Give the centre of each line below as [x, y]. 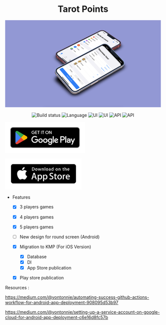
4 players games [37, 217]
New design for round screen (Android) [60, 237]
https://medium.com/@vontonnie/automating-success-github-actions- [77, 297]
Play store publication [42, 277]
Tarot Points [83, 9]
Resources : [17, 288]
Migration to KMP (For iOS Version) [55, 247]
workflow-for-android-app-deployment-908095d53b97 [62, 303]
